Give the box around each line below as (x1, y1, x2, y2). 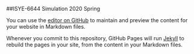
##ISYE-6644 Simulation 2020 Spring (6, 5, 101, 12)
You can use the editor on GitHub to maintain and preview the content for (6, 17, 188, 23)
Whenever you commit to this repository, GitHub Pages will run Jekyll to (6, 35, 185, 41)
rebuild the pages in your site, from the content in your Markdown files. (6, 41, 183, 48)
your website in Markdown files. (6, 23, 86, 30)
